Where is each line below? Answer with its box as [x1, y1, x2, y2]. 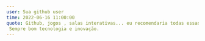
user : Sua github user [6, 8, 64, 15]
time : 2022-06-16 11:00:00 [6, 14, 75, 20]
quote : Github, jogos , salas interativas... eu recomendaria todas [6, 20, 184, 26]
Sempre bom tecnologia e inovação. [9, 25, 99, 32]
